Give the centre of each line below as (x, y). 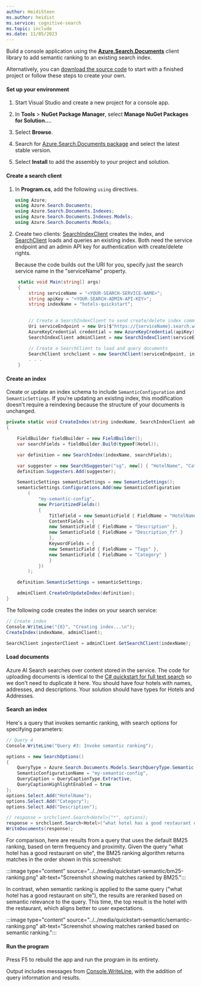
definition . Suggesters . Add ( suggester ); (67, 471)
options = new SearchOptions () (45, 756)
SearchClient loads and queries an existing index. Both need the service (103, 240)
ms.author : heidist (31, 17)
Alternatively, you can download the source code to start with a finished (95, 69)
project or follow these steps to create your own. (66, 76)
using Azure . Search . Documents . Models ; (63, 223)
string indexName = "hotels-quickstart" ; (81, 304)
